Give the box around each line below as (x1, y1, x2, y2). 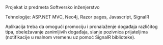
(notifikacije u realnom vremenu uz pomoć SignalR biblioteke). (5, 34, 136, 40)
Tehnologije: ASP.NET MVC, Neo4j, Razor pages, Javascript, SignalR (5, 14, 149, 19)
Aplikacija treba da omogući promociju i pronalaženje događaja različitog (5, 23, 158, 29)
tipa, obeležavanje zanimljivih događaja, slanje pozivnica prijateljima (5, 29, 148, 34)
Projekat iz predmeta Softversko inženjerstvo (5, 4, 100, 10)
